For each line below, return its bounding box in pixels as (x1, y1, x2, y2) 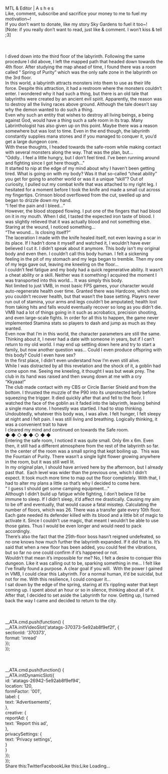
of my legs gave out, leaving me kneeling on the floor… (5, 261, 119, 267)
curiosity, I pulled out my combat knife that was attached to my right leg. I (5, 181, 157, 187)
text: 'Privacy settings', (5, 736, 53, 742)
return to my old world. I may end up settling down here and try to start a (5, 342, 155, 347)
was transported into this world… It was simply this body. (5, 277, 123, 283)
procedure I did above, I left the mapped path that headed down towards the (5, 59, 163, 64)
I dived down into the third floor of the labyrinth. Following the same (5, 53, 145, 59)
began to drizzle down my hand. (5, 197, 72, 203)
